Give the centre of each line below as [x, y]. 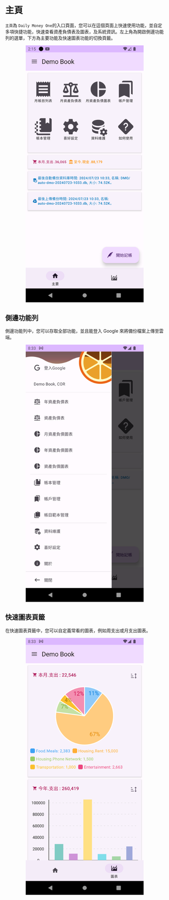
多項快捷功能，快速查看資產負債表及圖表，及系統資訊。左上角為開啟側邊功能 [84, 31]
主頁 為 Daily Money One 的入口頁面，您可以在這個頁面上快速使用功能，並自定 [84, 25]
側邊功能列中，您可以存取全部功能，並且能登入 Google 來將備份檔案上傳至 [82, 331]
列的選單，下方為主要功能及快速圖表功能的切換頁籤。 [60, 38]
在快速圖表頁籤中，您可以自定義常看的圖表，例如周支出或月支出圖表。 [78, 631]
